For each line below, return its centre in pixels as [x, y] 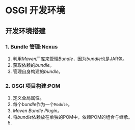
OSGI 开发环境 [35, 10]
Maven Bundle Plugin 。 [37, 111]
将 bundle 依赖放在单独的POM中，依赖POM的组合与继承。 [73, 117]
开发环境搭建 [25, 31]
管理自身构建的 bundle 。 [38, 71]
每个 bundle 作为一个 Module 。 [42, 105]
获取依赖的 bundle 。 [33, 65]
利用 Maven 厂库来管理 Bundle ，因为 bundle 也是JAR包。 [70, 59]
